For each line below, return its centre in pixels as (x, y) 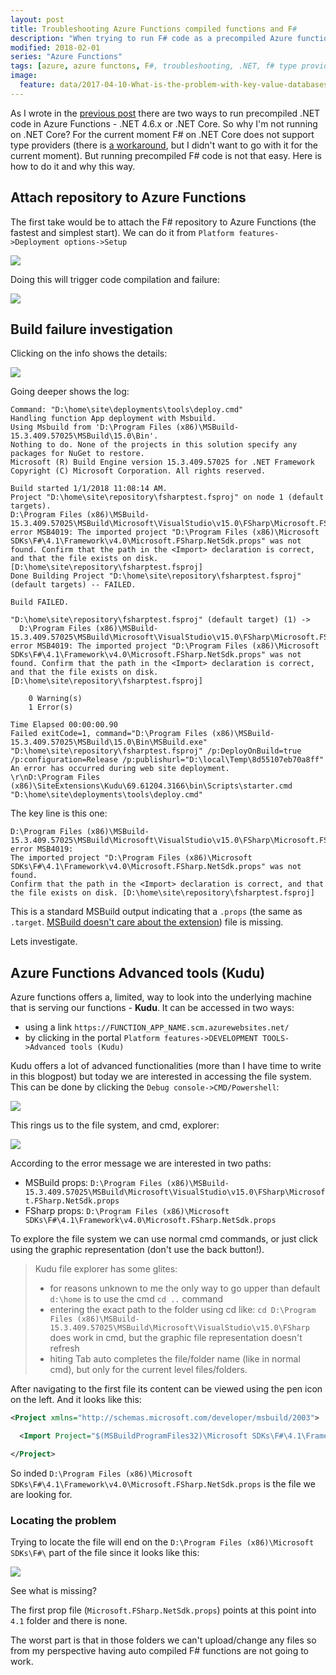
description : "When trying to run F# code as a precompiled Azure (151, 38)
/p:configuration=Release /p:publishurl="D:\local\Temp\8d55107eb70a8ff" (167, 760)
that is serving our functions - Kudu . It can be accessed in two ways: (152, 1008)
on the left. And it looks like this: (76, 1400)
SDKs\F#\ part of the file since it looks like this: (105, 1553)
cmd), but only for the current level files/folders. (148, 1370)
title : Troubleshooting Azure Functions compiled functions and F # (154, 29)
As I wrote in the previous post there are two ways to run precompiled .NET (165, 113)
